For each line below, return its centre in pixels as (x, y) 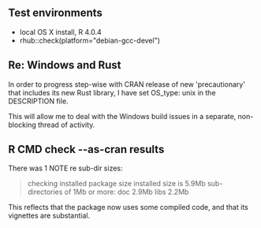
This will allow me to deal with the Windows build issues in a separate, (122, 116)
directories (45, 192)
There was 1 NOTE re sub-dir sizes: (65, 168)
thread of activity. (67, 125)
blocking (22, 125)
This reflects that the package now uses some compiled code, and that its (128, 207)
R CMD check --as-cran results (86, 150)
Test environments (55, 13)
